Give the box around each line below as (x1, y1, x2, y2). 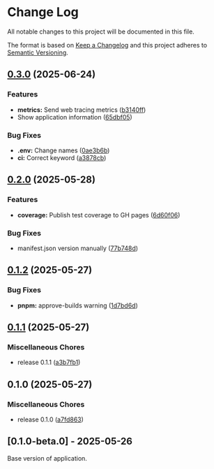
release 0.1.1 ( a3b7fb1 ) (17, 358, 81, 367)
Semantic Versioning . (7, 48, 68, 57)
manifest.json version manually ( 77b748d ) (17, 244, 138, 252)
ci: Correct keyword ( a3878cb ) (17, 153, 107, 161)
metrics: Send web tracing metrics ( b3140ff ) (17, 106, 146, 114)
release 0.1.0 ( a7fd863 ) (17, 415, 84, 424)
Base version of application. (7, 454, 87, 462)
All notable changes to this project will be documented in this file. (7, 27, 195, 36)
